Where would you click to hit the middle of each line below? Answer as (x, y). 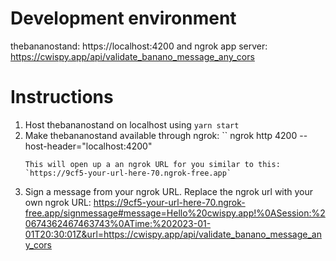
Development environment (123, 18)
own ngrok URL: (58, 202)
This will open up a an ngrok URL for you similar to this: (152, 164)
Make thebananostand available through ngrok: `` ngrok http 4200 (161, 135)
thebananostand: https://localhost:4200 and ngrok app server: (139, 46)
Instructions (62, 97)
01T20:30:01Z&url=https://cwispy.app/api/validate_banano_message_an (173, 234)
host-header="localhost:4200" (88, 146)
